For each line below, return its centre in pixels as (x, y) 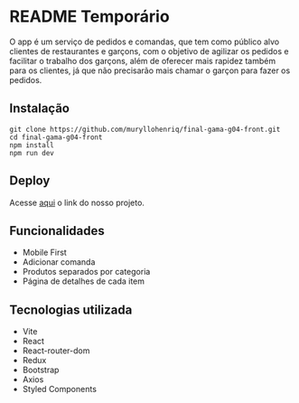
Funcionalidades (57, 231)
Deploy (30, 181)
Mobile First (45, 253)
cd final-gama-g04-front (56, 137)
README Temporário (89, 17)
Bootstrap (41, 370)
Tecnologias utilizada (71, 309)
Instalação (40, 109)
